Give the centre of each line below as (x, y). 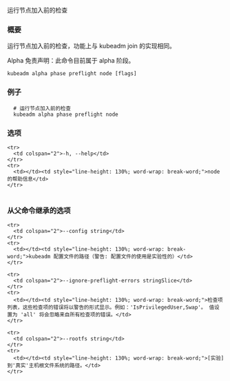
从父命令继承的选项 (39, 210)
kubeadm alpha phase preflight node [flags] (72, 74)
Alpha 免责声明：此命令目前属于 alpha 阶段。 (71, 61)
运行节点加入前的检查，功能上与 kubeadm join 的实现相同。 (91, 46)
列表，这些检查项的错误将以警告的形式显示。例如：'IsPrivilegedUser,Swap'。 (107, 308)
